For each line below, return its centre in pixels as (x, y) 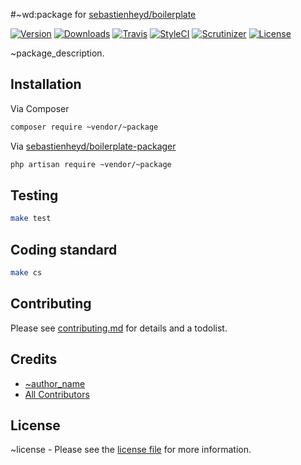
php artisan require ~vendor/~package (91, 164)
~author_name (55, 383)
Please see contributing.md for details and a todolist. (119, 328)
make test (31, 219)
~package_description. (57, 53)
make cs (26, 273)
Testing (34, 195)
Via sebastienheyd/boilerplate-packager (93, 146)
